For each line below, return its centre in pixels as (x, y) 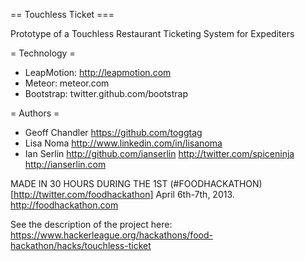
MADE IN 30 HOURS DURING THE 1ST (89, 183)
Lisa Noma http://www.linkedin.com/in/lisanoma (123, 143)
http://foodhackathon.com (64, 205)
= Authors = (35, 113)
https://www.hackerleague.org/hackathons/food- (111, 235)
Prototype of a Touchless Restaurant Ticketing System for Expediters (152, 33)
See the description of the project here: (91, 224)
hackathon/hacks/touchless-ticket (81, 245)
